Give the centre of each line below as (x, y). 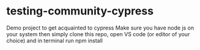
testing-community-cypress (80, 11)
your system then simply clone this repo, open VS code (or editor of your (98, 34)
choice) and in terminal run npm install (54, 40)
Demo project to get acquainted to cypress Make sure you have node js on (100, 28)
